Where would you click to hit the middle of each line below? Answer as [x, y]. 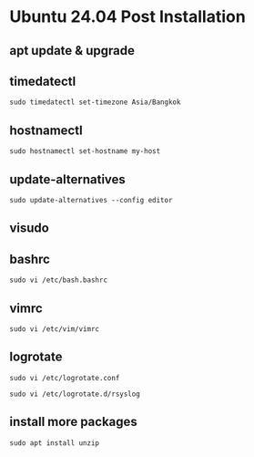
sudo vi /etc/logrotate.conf [65, 378]
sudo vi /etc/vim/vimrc [55, 329]
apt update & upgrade [72, 51]
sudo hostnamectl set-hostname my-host [85, 151]
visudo [30, 228]
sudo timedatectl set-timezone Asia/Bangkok [95, 102]
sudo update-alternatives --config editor [91, 201]
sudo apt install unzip [55, 443]
